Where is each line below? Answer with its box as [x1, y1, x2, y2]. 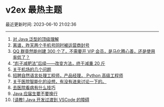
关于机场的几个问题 [12, 66, 52, 72]
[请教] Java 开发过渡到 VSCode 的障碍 [12, 96, 90, 102]
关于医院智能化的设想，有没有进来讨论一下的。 [12, 78, 107, 84]
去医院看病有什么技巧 [12, 84, 55, 90]
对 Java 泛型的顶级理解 [12, 36, 59, 42]
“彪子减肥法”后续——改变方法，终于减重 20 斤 [12, 60, 106, 66]
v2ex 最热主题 [5, 4, 62, 15]
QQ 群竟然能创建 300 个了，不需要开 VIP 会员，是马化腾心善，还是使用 [12, 48, 155, 54]
